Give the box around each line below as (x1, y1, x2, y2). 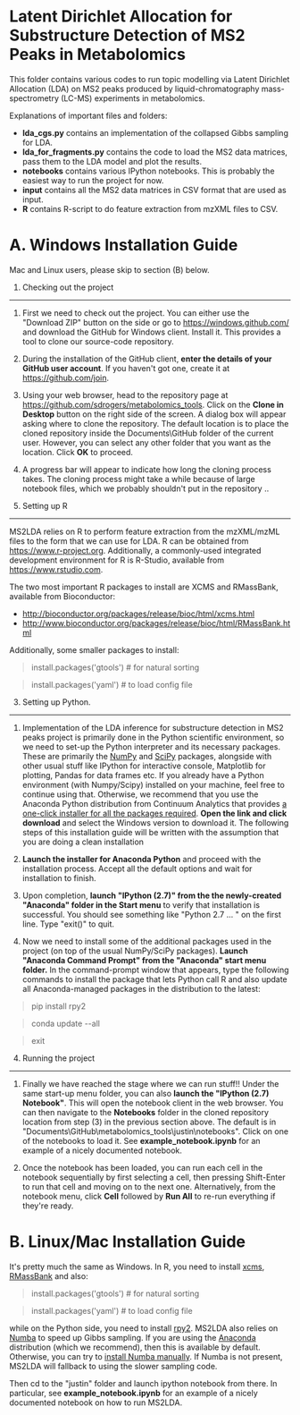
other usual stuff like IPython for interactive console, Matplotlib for (21, 760, 266, 771)
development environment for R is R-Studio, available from (9, 555, 225, 565)
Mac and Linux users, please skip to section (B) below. (9, 264, 210, 275)
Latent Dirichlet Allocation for (9, 6, 233, 27)
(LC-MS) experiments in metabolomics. (61, 92, 205, 104)
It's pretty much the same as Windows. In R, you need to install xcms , (9, 1261, 265, 1272)
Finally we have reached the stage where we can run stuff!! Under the (21, 1078, 279, 1089)
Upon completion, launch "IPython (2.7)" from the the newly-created (21, 890, 282, 901)
